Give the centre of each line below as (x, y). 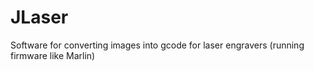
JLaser (39, 17)
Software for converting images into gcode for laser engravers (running (157, 45)
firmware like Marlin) (53, 55)
